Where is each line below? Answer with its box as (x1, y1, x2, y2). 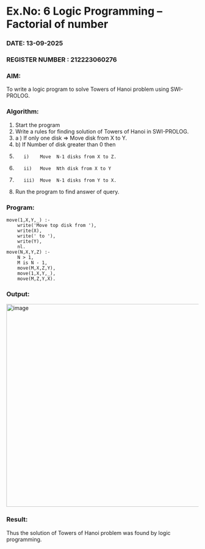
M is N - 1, (17, 259, 48, 266)
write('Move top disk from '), (17, 222, 97, 228)
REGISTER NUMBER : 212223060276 (6, 56, 117, 64)
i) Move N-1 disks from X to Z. (23, 154, 117, 160)
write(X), (17, 228, 43, 234)
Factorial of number (6, 17, 109, 31)
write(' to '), (17, 233, 56, 239)
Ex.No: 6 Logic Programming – (6, 4, 163, 18)
